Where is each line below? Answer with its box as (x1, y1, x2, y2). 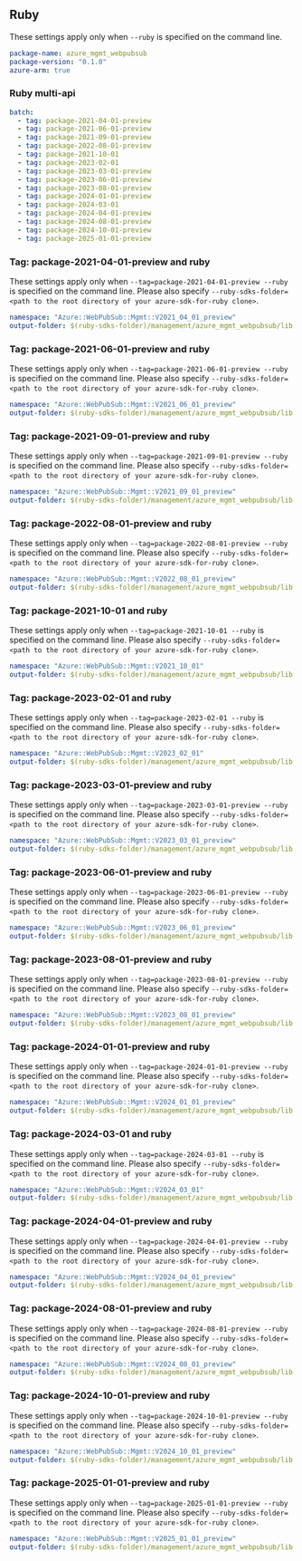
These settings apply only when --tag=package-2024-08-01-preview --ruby (9, 1323, 288, 1334)
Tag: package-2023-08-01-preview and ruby (9, 953, 212, 966)
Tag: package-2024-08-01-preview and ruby (9, 1302, 212, 1315)
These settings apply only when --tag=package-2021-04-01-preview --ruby (9, 276, 288, 287)
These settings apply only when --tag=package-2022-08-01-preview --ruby (9, 538, 288, 549)
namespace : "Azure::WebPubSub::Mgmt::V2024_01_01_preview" (9, 1098, 237, 1107)
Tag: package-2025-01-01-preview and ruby (9, 1477, 210, 1489)
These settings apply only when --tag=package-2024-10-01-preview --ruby (9, 1410, 288, 1421)
